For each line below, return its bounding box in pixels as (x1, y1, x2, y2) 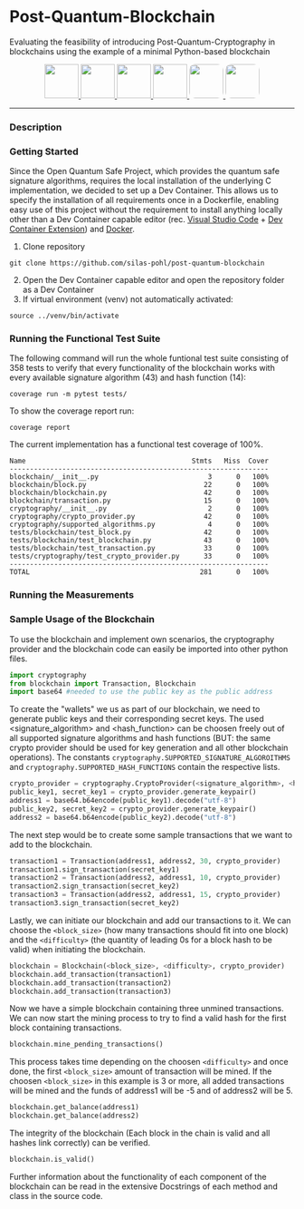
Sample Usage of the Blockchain (9, 613, 156, 626)
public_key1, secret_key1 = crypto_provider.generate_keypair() (9, 787, 257, 797)
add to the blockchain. (9, 839, 93, 850)
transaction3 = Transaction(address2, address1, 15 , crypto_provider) (9, 891, 281, 900)
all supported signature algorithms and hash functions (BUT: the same (9, 733, 271, 744)
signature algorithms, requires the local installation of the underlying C (9, 175, 271, 187)
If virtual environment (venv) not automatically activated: (22, 294, 233, 305)
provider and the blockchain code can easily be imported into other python (9, 643, 289, 654)
